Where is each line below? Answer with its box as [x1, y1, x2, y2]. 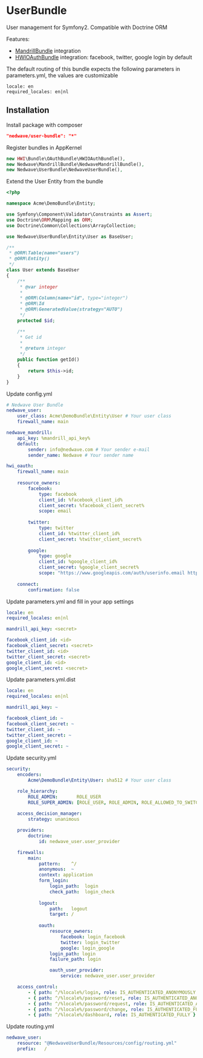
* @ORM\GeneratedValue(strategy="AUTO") [19, 306, 123, 312]
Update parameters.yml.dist [6, 676, 76, 683]
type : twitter [38, 525, 74, 531]
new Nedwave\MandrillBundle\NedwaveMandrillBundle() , [6, 161, 145, 167]
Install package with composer [6, 121, 83, 128]
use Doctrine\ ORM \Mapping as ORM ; [6, 217, 94, 223]
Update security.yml [6, 754, 57, 761]
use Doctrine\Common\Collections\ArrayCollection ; [6, 222, 137, 229]
